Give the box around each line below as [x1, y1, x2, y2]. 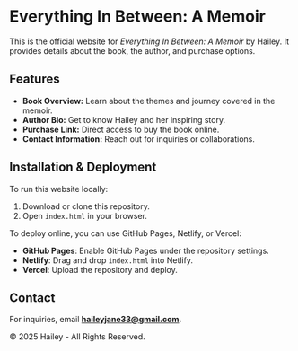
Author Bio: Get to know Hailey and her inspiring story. [22, 114, 226, 125]
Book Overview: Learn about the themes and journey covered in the [22, 95, 276, 106]
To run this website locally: [9, 183, 109, 194]
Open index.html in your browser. [22, 210, 148, 221]
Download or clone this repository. [22, 200, 150, 212]
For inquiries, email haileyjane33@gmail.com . [9, 314, 182, 325]
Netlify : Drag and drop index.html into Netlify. [22, 254, 193, 266]
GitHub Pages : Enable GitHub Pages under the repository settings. [22, 245, 269, 256]
